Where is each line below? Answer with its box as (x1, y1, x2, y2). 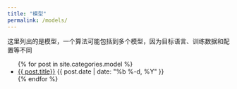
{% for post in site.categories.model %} (17, 60, 133, 68)
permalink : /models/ (7, 17, 68, 24)
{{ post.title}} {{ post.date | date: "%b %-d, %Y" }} (17, 67, 164, 76)
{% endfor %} (17, 74, 59, 83)
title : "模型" (7, 10, 47, 18)
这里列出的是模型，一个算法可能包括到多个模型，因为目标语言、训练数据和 (7, 36, 224, 46)
